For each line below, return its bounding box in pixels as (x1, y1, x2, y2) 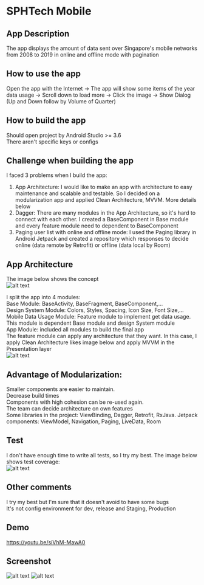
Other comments (6, 482, 72, 493)
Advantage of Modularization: (6, 369, 123, 379)
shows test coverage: (6, 458, 60, 465)
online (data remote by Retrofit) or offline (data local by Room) (15, 241, 171, 249)
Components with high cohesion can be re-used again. (6, 398, 144, 406)
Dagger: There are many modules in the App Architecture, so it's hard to (15, 209, 196, 216)
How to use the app (6, 69, 81, 79)
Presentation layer (6, 345, 52, 353)
